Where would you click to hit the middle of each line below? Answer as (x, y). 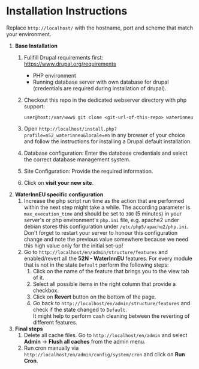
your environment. (29, 34)
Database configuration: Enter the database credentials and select (105, 153)
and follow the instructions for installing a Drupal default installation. (108, 141)
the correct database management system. (77, 159)
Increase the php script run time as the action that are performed (104, 200)
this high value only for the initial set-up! (73, 246)
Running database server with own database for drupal (101, 82)
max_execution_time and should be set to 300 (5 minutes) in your (102, 213)
